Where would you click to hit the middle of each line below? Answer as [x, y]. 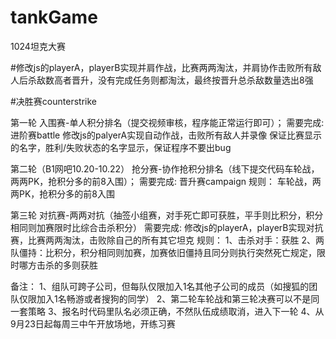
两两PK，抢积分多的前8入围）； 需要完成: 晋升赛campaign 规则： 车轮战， [161, 181]
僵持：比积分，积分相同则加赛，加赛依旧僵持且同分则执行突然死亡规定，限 [172, 252]
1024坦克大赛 [38, 46]
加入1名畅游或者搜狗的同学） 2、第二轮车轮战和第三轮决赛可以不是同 [178, 298]
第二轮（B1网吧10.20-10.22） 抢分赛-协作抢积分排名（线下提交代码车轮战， [165, 168]
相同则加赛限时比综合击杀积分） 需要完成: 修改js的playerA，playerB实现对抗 [167, 227]
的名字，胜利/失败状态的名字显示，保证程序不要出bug [121, 147]
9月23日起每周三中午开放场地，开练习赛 [93, 323]
